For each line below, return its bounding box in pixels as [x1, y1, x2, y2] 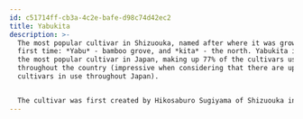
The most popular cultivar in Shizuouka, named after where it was [17, 38, 277, 48]
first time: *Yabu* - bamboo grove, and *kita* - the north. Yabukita [17, 47, 289, 56]
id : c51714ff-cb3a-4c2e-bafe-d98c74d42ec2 [9, 13, 171, 23]
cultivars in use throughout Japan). [17, 72, 160, 81]
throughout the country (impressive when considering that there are [17, 64, 284, 73]
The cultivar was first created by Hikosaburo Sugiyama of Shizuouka [17, 96, 284, 105]
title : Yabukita [9, 22, 70, 31]
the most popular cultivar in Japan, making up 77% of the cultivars [17, 55, 284, 64]
